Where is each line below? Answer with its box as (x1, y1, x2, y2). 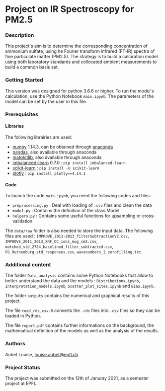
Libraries (5, 123, 24, 129)
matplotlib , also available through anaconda (12, 154, 102, 160)
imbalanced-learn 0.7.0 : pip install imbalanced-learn (12, 159, 126, 165)
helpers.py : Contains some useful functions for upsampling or (12, 213, 141, 219)
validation (12, 218, 33, 224)
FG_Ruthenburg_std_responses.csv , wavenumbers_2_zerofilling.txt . (5, 249, 143, 255)
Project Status (5, 364, 41, 371)
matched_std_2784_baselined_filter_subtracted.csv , (5, 243, 113, 249)
